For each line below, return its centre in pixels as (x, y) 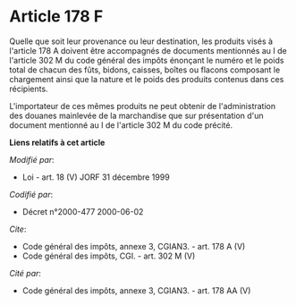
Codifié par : (31, 194)
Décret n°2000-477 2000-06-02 (83, 211)
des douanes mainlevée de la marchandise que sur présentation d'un (136, 115)
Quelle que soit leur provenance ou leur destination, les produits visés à (141, 41)
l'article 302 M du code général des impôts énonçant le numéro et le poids (147, 60)
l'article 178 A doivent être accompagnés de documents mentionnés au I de (148, 50)
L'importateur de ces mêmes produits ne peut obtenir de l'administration (142, 106)
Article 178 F (56, 17)
